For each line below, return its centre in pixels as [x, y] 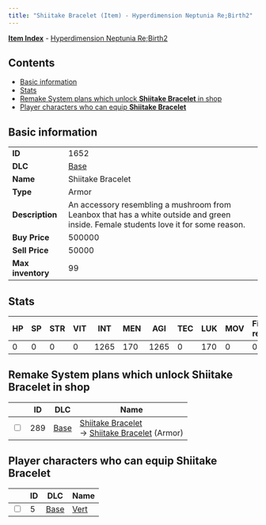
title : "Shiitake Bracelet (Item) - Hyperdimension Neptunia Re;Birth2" [131, 15]
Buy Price [31, 238]
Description [35, 215]
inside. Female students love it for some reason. [157, 225]
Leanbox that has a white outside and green [150, 215]
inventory [31, 273]
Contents [32, 63]
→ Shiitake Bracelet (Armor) [131, 432]
